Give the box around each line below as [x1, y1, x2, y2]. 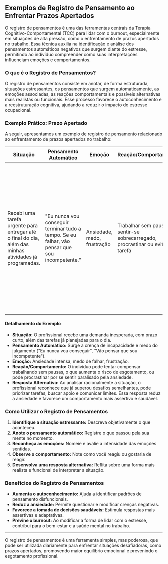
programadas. [7, 260, 41, 267]
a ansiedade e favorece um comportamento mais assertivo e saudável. [12, 395, 158, 401]
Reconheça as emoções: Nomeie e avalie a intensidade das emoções [12, 440, 157, 446]
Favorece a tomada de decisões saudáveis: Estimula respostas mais [12, 507, 155, 513]
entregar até [7, 228, 36, 235]
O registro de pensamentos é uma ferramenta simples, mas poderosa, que [5, 537, 158, 543]
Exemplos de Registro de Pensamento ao [5, 4, 135, 12]
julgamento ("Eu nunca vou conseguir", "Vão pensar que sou [12, 347, 138, 354]
